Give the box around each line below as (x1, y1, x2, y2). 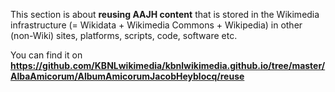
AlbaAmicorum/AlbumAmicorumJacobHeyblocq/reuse (10, 70, 245, 82)
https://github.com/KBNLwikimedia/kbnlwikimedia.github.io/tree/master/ (10, 60, 326, 71)
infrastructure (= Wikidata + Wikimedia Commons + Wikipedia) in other (10, 19, 303, 31)
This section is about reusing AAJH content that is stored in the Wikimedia (10, 9, 320, 20)
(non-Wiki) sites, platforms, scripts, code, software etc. (10, 30, 238, 41)
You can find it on (10, 49, 83, 61)
